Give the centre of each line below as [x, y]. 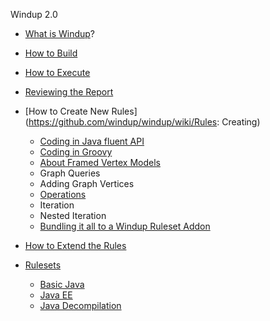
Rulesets [43, 265]
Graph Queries [70, 173]
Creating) [241, 122]
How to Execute [57, 72]
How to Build [51, 53]
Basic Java [62, 284]
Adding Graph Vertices [87, 183]
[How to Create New [67, 111]
